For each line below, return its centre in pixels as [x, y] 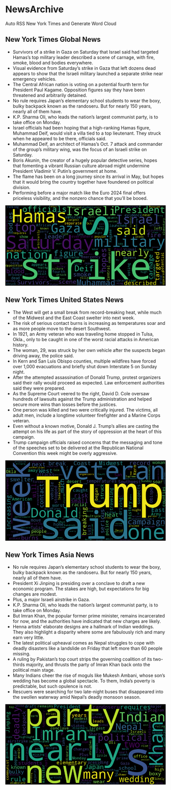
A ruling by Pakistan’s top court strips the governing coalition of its [82, 659]
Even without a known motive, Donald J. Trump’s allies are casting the [86, 426]
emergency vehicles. [35, 79]
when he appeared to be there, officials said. [60, 138]
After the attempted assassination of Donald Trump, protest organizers [87, 377]
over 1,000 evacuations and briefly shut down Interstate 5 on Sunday [85, 366]
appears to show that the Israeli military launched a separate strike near [88, 73]
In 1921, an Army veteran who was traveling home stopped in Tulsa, [83, 334]
